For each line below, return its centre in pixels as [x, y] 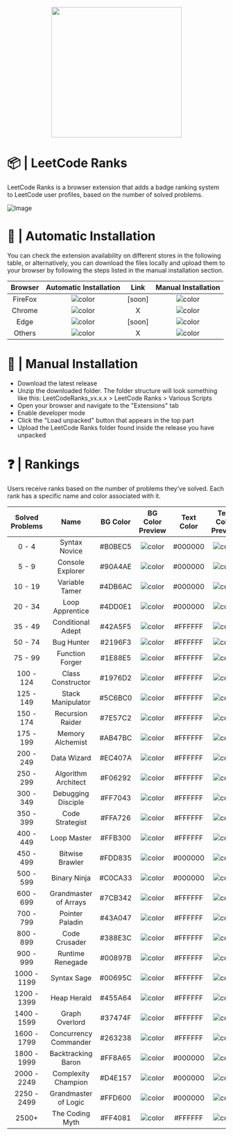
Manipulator [71, 702]
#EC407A [115, 758]
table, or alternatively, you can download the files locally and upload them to [116, 263]
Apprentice [71, 611]
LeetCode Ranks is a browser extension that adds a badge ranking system [113, 187]
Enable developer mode [51, 413]
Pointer [71, 913]
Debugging [71, 793]
